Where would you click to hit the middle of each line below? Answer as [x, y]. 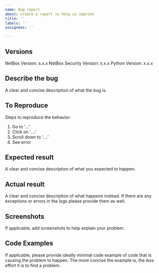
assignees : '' [19, 28]
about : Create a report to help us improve [50, 14]
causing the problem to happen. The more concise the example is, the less [79, 260]
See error [22, 142]
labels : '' [16, 23]
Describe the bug [32, 78]
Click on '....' [24, 132]
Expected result [30, 157]
